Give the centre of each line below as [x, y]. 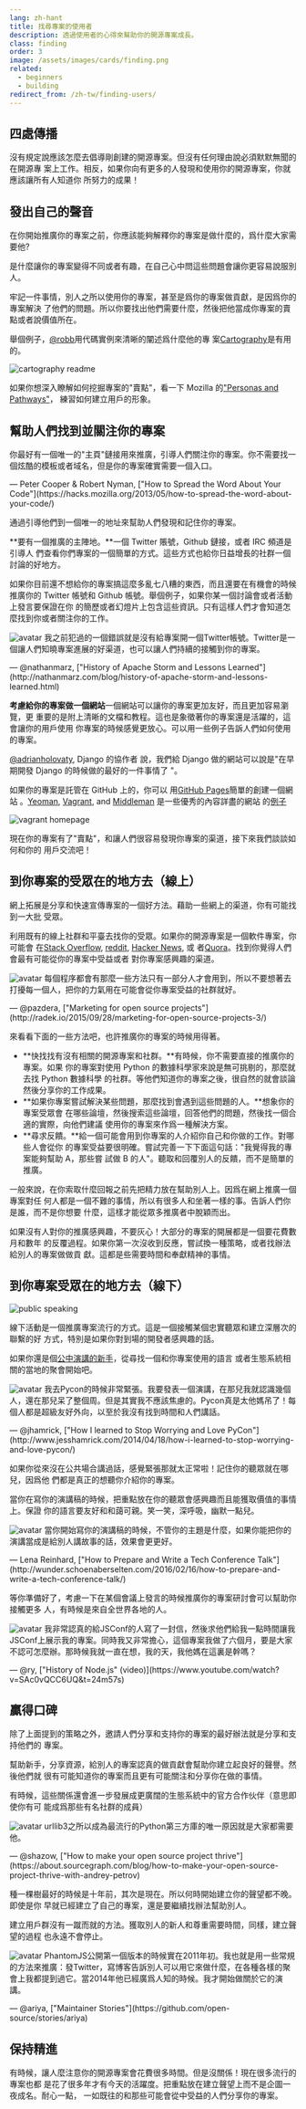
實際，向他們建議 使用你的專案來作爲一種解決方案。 [136, 1124]
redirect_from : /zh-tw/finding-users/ [83, 94]
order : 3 [26, 52]
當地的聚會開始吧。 [61, 1369]
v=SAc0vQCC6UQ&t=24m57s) [67, 1679]
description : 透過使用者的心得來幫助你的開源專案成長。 [104, 35]
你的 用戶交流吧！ [58, 849]
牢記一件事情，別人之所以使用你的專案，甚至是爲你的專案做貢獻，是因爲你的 [153, 297]
